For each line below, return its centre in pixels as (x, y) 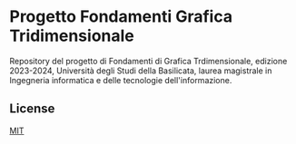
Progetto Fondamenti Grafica (121, 17)
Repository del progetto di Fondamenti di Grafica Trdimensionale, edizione (148, 61)
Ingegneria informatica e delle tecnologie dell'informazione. (121, 80)
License (32, 109)
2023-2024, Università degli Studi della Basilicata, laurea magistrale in (141, 71)
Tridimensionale (72, 36)
